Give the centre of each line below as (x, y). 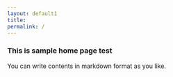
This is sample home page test (60, 51)
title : (17, 20)
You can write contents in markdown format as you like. (87, 66)
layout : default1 (32, 14)
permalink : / (26, 26)
